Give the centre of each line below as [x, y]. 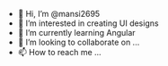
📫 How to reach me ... [59, 52]
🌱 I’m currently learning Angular [77, 33]
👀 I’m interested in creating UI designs [88, 23]
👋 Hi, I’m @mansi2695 [59, 14]
